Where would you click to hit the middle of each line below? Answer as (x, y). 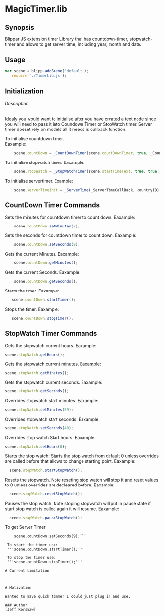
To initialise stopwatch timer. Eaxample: (45, 162)
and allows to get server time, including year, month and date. (79, 44)
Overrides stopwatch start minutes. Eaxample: (52, 401)
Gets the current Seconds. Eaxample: (43, 272)
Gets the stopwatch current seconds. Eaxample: (54, 382)
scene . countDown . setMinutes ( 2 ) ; (47, 226)
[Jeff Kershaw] (21, 609)
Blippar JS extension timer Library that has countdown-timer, (67, 39)
